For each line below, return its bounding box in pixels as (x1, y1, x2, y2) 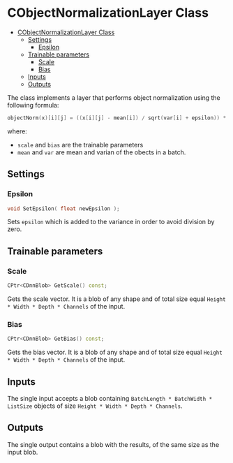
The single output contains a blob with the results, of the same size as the (7, 440, 220, 448)
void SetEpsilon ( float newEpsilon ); (7, 205, 120, 212)
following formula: (7, 101, 59, 109)
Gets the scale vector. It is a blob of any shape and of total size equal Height (7, 295, 226, 303)
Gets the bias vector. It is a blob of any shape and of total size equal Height (7, 348, 223, 357)
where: (7, 127, 28, 135)
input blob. (7, 448, 38, 456)
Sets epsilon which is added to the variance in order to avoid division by (7, 218, 215, 226)
